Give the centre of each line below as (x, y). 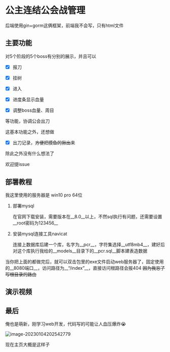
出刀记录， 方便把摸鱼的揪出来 (44, 143)
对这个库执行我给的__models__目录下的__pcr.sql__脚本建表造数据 (80, 251)
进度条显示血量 (28, 99)
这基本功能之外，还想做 (30, 132)
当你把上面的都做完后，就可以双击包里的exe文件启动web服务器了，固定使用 (84, 262)
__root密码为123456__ (35, 223)
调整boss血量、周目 (33, 110)
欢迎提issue (18, 164)
